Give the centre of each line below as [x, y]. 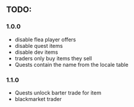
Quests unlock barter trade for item [58, 93]
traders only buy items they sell [53, 58]
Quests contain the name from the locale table [72, 64]
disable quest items [39, 46]
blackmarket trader [38, 99]
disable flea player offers [45, 39]
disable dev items [36, 52]
